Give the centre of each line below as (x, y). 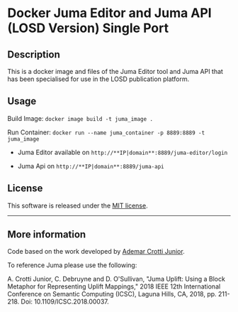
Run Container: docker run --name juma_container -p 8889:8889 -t (106, 132)
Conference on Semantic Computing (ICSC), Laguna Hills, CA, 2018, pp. (112, 294)
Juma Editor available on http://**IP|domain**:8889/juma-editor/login (123, 152)
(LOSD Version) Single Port (88, 28)
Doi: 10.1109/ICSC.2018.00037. (65, 302)
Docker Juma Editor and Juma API (109, 13)
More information (47, 235)
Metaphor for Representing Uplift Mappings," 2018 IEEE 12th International (114, 286)
